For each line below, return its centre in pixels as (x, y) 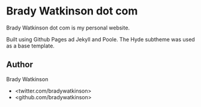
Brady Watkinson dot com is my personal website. (68, 28)
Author (19, 65)
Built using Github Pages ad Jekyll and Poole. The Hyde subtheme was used (100, 39)
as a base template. (31, 46)
